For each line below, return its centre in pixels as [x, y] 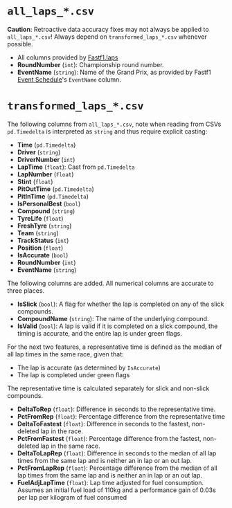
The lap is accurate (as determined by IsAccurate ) [89, 368]
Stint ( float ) [35, 181]
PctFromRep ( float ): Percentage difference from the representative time [121, 416]
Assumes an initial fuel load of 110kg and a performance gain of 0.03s [116, 490]
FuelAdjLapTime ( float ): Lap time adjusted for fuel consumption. [110, 482]
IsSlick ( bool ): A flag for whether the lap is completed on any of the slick [121, 304]
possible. [20, 44]
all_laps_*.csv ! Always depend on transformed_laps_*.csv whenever [107, 37]
